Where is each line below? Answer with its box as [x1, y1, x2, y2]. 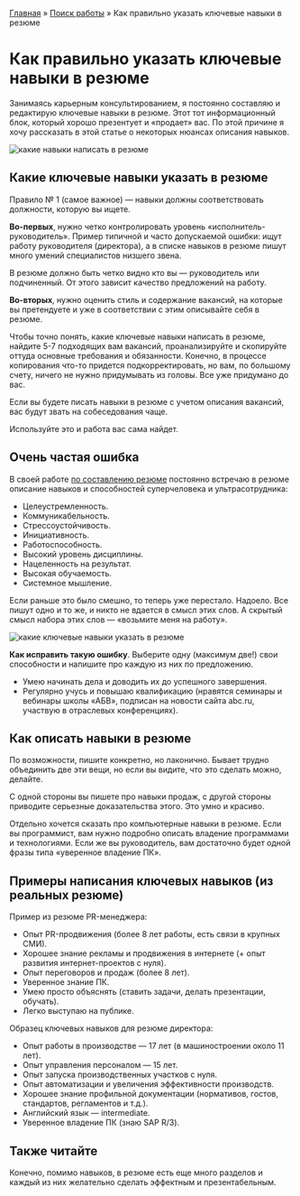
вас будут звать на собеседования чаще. [9, 406, 168, 417]
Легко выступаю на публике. [22, 1006, 135, 1017]
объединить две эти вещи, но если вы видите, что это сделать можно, [9, 764, 282, 775]
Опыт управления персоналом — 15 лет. [22, 1060, 178, 1071]
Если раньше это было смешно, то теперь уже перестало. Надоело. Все [9, 594, 289, 605]
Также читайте [9, 1143, 98, 1158]
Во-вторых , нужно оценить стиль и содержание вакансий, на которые [9, 294, 284, 305]
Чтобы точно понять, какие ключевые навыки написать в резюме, [9, 331, 266, 342]
